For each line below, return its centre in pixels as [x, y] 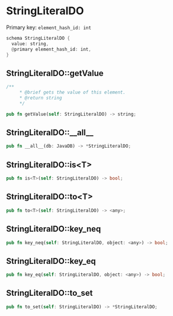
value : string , [30, 44]
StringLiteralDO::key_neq [54, 229]
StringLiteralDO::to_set [49, 293]
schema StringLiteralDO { [38, 38]
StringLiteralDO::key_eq [51, 261]
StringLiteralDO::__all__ [50, 133]
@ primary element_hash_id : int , [52, 49]
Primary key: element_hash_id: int [49, 27]
